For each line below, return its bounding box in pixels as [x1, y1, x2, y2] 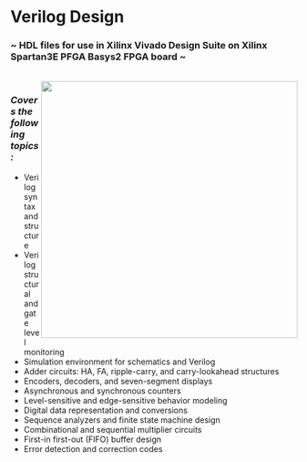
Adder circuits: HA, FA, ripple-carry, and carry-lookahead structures [23, 365, 280, 376]
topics [10, 140, 39, 152]
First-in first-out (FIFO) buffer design [23, 434, 162, 445]
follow [10, 117, 39, 130]
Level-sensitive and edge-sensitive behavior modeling [23, 394, 228, 405]
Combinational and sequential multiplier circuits [23, 424, 203, 435]
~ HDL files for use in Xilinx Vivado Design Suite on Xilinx [10, 39, 268, 52]
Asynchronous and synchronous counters [23, 385, 181, 396]
